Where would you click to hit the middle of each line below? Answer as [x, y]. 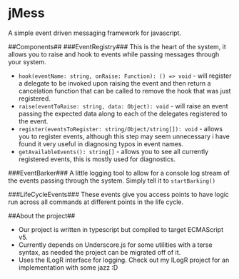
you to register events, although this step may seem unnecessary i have [124, 136]
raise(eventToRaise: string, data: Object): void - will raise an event [123, 106]
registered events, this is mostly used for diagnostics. [97, 159]
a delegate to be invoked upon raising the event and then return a [115, 83]
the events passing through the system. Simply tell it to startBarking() [112, 181]
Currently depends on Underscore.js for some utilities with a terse [115, 245]
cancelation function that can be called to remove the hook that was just [124, 91]
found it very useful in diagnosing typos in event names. [101, 143]
